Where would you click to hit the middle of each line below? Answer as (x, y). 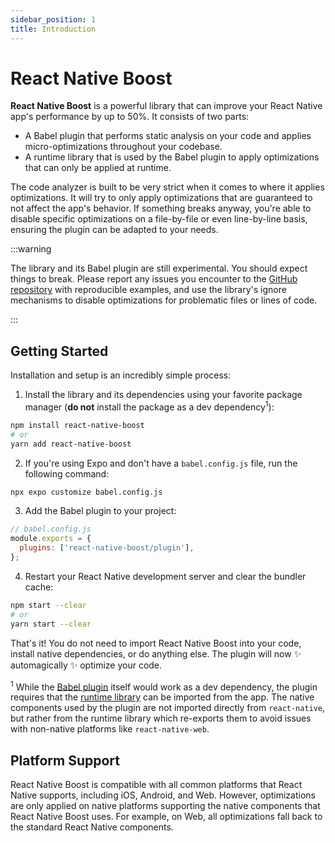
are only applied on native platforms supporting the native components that (165, 805)
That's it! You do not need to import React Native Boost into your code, (156, 643)
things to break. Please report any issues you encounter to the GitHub (154, 279)
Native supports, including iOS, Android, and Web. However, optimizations (163, 795)
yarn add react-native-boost (71, 444)
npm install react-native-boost (77, 425)
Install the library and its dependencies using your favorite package (163, 395)
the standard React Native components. (92, 827)
